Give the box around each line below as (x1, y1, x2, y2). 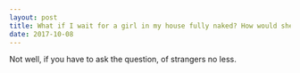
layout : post (9, 12, 58, 22)
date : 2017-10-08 (9, 29, 74, 38)
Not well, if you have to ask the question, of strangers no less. (9, 54, 237, 65)
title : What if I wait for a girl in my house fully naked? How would (9, 21, 278, 30)
